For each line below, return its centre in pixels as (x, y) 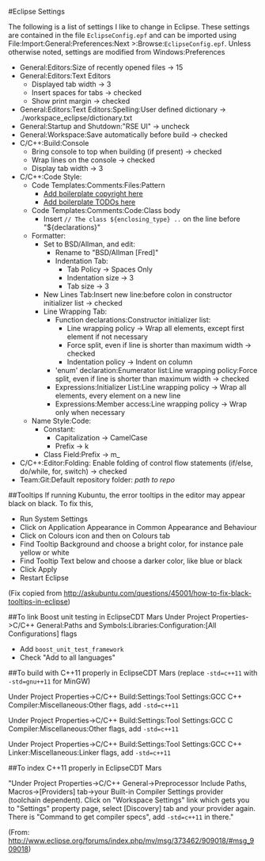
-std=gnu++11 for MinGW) (49, 681)
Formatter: (48, 236)
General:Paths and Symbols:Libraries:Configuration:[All (127, 625)
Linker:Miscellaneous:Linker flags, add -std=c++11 (90, 752)
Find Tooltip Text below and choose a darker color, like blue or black (131, 561)
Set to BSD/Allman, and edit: (89, 244)
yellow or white (44, 552)
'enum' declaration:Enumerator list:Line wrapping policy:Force (156, 370)
